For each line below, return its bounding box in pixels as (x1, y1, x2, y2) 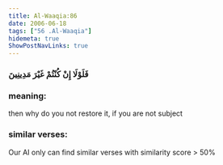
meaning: (8, 90, 47, 101)
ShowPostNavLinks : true (8, 42, 89, 50)
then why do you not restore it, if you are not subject (8, 108, 183, 118)
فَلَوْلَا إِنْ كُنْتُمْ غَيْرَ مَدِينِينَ (8, 69, 89, 80)
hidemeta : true (8, 34, 60, 43)
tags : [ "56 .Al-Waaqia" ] (8, 27, 92, 35)
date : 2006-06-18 (8, 19, 67, 27)
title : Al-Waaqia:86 (8, 11, 78, 20)
